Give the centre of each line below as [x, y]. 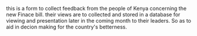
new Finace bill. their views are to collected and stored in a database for [93, 15]
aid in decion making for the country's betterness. [67, 27]
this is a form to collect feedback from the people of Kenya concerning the [96, 8]
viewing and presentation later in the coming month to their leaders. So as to [98, 21]
